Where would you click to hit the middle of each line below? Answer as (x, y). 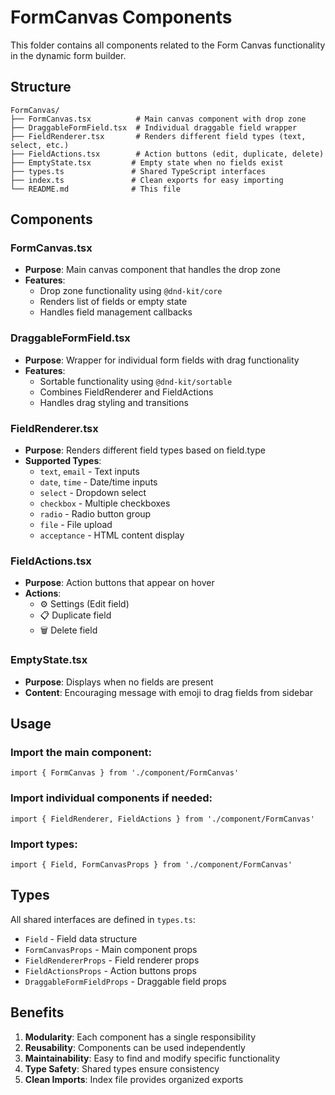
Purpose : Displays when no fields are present (119, 682)
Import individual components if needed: (111, 798)
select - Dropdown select (93, 493)
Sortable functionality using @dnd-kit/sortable (136, 381)
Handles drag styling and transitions (114, 402)
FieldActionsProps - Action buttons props (110, 970)
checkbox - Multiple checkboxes (105, 503)
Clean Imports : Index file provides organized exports (134, 1079)
